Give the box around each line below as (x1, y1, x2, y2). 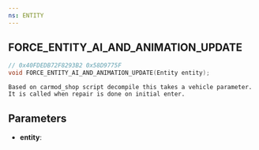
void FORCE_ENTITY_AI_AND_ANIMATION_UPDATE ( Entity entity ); (8, 69, 211, 77)
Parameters (8, 111, 67, 125)
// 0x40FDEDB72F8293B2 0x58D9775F (8, 62, 122, 69)
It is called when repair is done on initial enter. (8, 90, 186, 99)
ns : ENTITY (8, 11, 44, 20)
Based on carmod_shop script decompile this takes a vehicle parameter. (8, 84, 253, 92)
